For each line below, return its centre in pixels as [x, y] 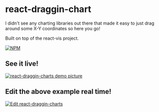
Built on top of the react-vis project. [42, 38]
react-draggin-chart [48, 9]
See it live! [22, 64]
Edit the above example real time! [58, 92]
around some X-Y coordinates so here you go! [53, 28]
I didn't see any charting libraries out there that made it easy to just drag [80, 23]
